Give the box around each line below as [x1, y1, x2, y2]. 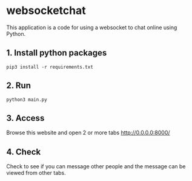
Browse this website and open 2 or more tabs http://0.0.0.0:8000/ [6, 129, 171, 137]
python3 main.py [6, 97, 47, 103]
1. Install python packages [6, 48, 107, 58]
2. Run [6, 80, 31, 91]
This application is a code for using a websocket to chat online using [6, 24, 177, 31]
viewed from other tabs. [6, 169, 66, 177]
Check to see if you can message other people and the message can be [6, 163, 186, 170]
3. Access [6, 113, 45, 123]
